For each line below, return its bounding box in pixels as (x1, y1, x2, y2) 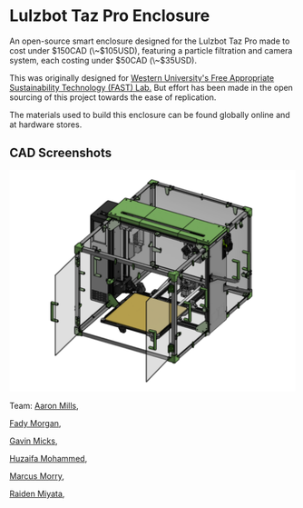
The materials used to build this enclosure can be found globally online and (9, 109, 290, 120)
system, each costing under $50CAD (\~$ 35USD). (9, 55, 198, 65)
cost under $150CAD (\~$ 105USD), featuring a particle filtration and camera (9, 45, 293, 55)
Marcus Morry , (9, 471, 65, 482)
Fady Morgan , (9, 418, 62, 429)
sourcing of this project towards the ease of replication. (9, 92, 217, 103)
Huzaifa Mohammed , (9, 453, 88, 464)
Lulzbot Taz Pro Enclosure (9, 5, 210, 26)
